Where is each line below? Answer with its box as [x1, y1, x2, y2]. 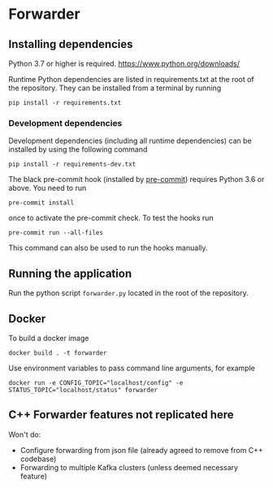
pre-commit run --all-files [8, 229, 104, 237]
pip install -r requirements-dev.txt [8, 160, 136, 169]
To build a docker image [8, 333, 89, 343]
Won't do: [8, 430, 41, 439]
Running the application [8, 266, 132, 280]
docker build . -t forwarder [8, 348, 107, 357]
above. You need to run [8, 184, 87, 193]
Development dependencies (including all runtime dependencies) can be [8, 136, 252, 146]
